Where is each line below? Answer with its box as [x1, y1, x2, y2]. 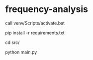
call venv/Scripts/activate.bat [5, 20, 65, 26]
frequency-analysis [5, 3, 89, 15]
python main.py [5, 49, 37, 55]
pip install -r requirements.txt [5, 29, 65, 35]
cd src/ [5, 39, 20, 45]
